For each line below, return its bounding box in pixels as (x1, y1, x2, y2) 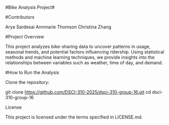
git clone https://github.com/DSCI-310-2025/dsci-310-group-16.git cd (5, 89, 151, 95)
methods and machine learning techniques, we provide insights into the (5, 54, 155, 60)
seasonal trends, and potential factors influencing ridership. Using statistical (5, 49, 164, 55)
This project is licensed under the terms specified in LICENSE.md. (5, 114, 143, 120)
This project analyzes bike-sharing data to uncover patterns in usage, (5, 44, 151, 50)
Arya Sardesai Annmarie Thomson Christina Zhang (5, 24, 112, 30)
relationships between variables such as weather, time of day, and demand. (5, 60, 163, 65)
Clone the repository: (5, 79, 50, 85)
